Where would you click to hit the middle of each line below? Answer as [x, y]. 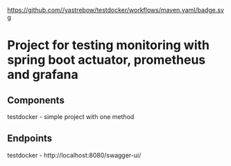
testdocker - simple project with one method [71, 117]
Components [36, 100]
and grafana [43, 75]
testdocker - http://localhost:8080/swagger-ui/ [74, 155]
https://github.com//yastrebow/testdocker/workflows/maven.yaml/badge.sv [115, 10]
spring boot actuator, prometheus [106, 60]
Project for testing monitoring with [109, 45]
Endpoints [30, 139]
